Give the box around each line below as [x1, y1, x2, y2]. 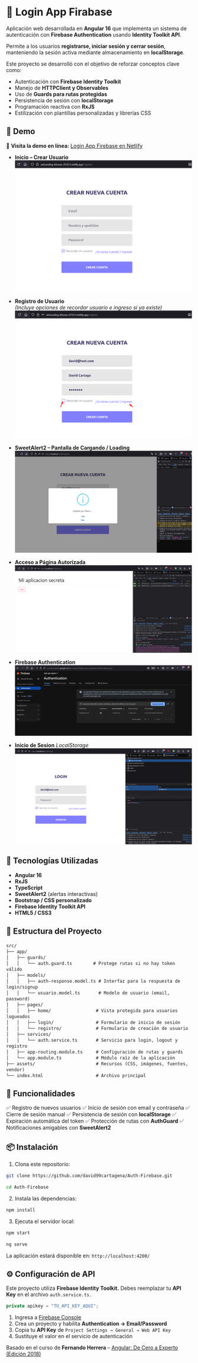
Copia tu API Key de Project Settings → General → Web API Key [14, 1326, 171, 1333]
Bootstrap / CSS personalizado [14, 896, 93, 904]
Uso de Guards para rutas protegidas [14, 90, 107, 97]
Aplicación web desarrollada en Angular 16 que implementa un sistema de [6, 25, 187, 32]
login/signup [6, 984, 38, 990]
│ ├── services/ [6, 1031, 51, 1037]
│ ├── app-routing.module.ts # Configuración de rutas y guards [6, 1049, 183, 1055]
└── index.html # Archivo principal [6, 1072, 146, 1078]
